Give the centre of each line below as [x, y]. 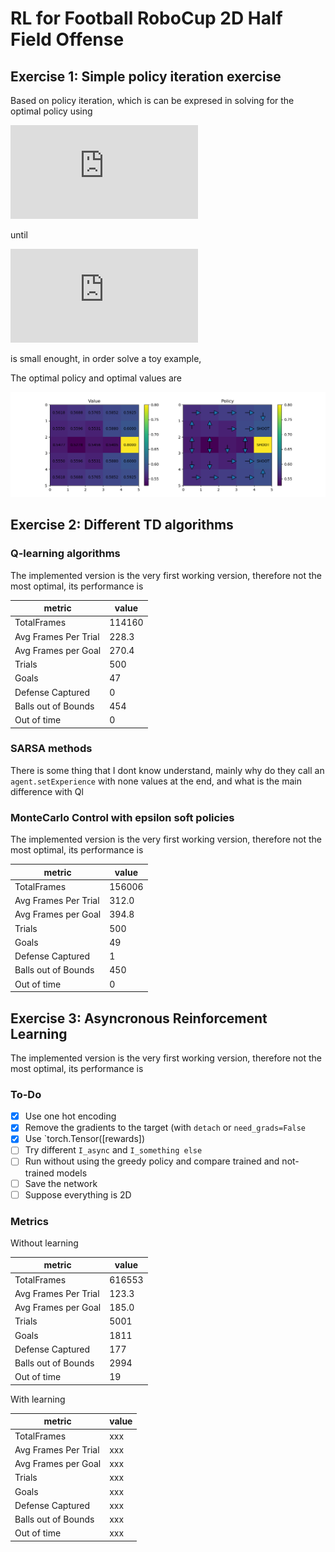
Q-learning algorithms [65, 554]
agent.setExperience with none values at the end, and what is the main [156, 781]
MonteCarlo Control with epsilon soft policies [122, 817]
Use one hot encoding [70, 1116]
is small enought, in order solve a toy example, [106, 358]
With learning [38, 1399]
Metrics [29, 1221]
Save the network [61, 1183]
